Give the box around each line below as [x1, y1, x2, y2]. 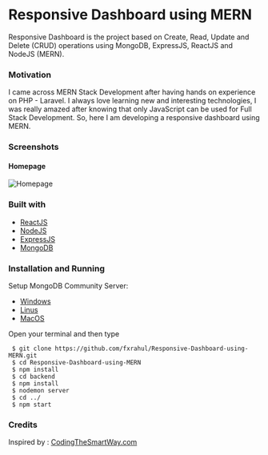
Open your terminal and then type [8, 328, 120, 338]
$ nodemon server [11, 386, 70, 394]
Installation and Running [8, 263, 106, 274]
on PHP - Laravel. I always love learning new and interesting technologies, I [8, 96, 257, 106]
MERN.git [8, 351, 38, 360]
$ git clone [11, 344, 52, 352]
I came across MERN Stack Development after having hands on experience [8, 87, 256, 97]
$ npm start [11, 401, 52, 409]
